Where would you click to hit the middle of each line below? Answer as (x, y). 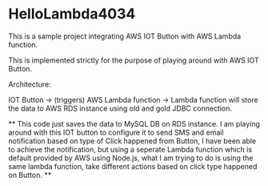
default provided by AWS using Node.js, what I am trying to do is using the (131, 158)
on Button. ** (30, 175)
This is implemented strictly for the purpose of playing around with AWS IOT (134, 60)
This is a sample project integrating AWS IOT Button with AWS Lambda (125, 36)
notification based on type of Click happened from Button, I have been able (132, 140)
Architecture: (30, 84)
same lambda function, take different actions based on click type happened (133, 166)
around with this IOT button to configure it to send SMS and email (116, 132)
